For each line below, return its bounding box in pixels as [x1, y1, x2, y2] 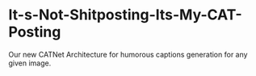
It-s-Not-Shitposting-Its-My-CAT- [8, 6, 242, 24]
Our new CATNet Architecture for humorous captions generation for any [8, 49, 248, 59]
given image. [8, 58, 52, 68]
